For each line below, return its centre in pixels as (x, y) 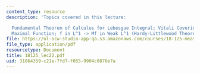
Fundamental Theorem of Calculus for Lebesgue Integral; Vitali (93, 28)
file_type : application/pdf (41, 45)
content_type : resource (36, 12)
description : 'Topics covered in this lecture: (66, 17)
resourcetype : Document (36, 50)
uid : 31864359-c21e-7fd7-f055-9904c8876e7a (61, 61)
